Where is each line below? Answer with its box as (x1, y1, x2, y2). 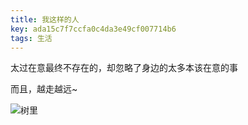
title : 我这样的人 (10, 14, 80, 25)
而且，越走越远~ (10, 83, 78, 95)
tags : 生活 (10, 33, 53, 43)
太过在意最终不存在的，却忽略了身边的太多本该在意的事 (10, 62, 238, 74)
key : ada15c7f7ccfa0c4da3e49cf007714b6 (10, 24, 177, 34)
